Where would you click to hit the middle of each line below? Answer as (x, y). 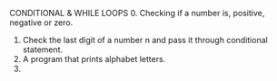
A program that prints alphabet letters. (94, 59)
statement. (43, 49)
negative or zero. (41, 22)
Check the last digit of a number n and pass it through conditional (145, 40)
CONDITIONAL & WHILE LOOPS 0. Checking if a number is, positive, (137, 13)
